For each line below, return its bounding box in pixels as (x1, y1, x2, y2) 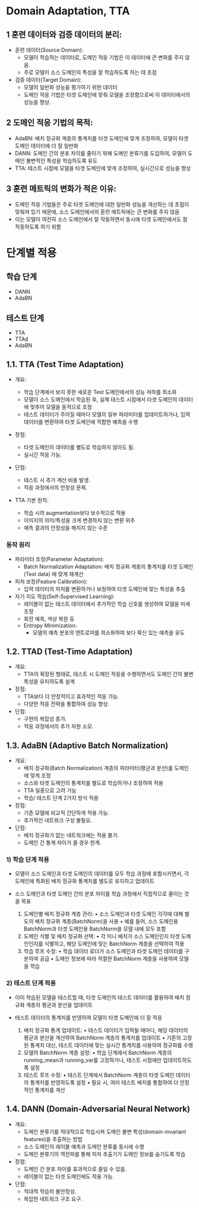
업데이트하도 (163, 1056, 192, 1064)
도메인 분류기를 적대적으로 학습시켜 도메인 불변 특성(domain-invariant (23, 1128, 187, 1135)
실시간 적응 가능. (23, 451, 62, 458)
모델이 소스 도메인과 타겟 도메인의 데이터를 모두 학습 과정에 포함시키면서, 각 (14, 870, 189, 877)
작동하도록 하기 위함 (14, 223, 61, 230)
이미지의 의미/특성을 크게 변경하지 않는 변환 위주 (23, 517, 135, 524)
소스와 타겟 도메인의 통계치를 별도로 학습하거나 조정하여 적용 (23, 779, 163, 787)
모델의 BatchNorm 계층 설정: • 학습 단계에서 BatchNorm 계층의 (23, 1049, 172, 1056)
